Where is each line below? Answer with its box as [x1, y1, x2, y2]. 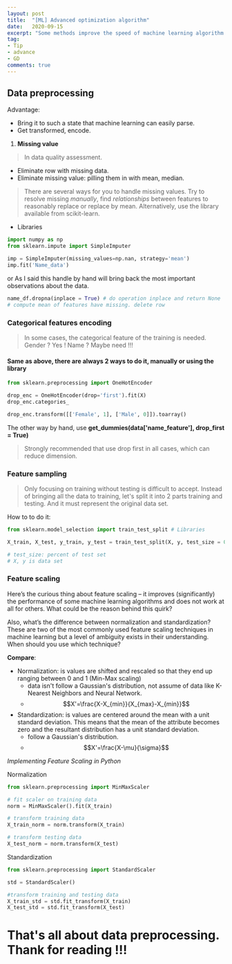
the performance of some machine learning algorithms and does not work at [7, 597, 224, 605]
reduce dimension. [23, 452, 78, 460]
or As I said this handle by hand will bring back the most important [7, 274, 195, 283]
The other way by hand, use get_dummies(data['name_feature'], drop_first [7, 423, 225, 431]
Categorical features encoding [7, 318, 112, 328]
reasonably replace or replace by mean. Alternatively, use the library [23, 202, 219, 211]
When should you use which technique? [7, 640, 121, 648]
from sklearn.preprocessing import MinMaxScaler [7, 783, 150, 790]
